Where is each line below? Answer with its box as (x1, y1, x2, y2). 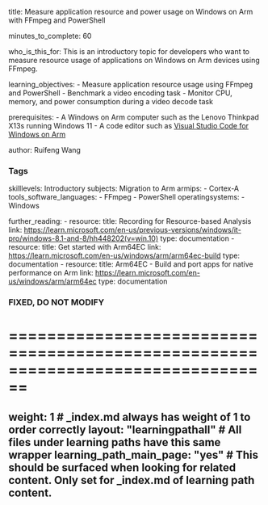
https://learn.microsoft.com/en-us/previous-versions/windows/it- (23, 225, 242, 235)
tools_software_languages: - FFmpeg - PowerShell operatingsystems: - (8, 192, 245, 202)
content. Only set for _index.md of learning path (8, 473, 255, 487)
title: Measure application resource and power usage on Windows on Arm (8, 7, 253, 16)
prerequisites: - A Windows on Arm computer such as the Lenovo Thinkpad (8, 112, 260, 122)
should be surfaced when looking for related (8, 461, 237, 474)
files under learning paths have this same (8, 436, 221, 449)
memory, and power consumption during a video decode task (8, 97, 214, 106)
